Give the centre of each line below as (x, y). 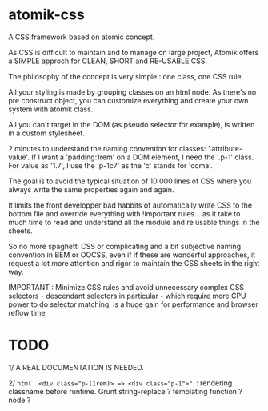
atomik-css (47, 15)
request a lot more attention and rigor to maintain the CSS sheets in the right (134, 263)
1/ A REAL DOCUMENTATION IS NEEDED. (76, 367)
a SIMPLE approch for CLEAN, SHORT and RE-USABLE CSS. (108, 61)
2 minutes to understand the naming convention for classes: (107, 148)
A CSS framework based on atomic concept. (82, 37)
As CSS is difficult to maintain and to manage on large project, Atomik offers (134, 52)
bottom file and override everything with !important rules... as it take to (124, 213)
